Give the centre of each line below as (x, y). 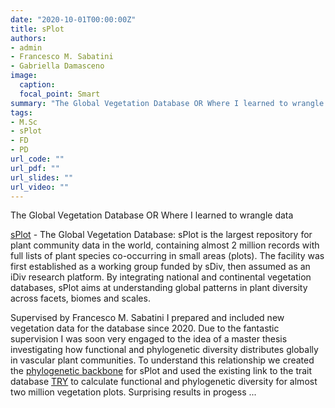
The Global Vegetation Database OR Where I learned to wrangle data (152, 215)
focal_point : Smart (60, 94)
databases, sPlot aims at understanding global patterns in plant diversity (159, 288)
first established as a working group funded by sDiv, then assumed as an (160, 267)
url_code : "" (37, 159)
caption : (37, 85)
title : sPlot (37, 29)
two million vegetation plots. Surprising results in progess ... (133, 392)
